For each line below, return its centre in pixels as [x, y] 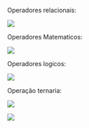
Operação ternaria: [34, 90]
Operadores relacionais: [42, 10]
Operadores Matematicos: [45, 37]
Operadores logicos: [37, 64]
